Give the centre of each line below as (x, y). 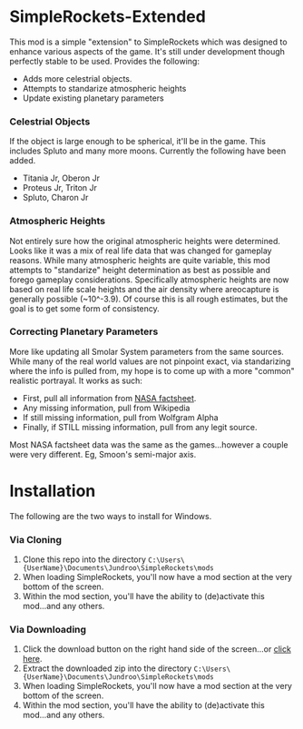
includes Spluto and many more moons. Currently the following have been (148, 151)
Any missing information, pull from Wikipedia (106, 408)
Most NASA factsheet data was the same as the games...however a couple (149, 444)
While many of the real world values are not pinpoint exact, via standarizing (150, 361)
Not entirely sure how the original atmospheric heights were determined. (145, 241)
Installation (53, 491)
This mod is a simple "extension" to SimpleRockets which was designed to (148, 42)
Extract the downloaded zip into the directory (107, 668)
